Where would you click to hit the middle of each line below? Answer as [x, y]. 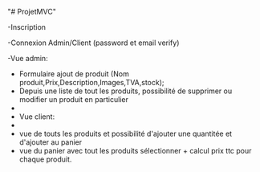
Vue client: [37, 117]
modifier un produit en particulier [74, 99]
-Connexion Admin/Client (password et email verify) [93, 43]
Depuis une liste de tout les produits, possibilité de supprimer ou [126, 91]
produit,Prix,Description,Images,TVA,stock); [92, 82]
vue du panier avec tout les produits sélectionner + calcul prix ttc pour [135, 151]
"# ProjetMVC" [32, 12]
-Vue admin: [28, 58]
